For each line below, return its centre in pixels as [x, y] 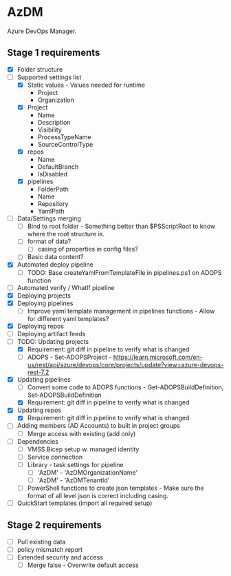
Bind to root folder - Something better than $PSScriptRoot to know [121, 226]
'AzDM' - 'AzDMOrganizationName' [88, 472]
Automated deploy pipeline [55, 265]
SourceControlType [65, 144]
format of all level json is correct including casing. [98, 496]
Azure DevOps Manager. [42, 31]
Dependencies [37, 441]
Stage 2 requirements [54, 525]
